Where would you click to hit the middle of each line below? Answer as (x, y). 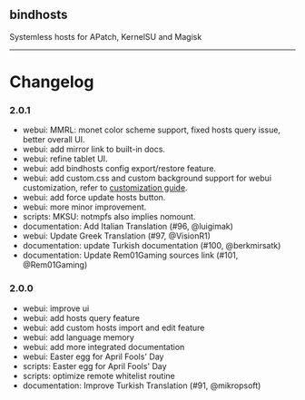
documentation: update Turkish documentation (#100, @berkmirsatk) (152, 246)
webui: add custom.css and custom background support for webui (147, 178)
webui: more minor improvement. (84, 207)
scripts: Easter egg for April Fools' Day (94, 366)
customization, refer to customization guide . (105, 188)
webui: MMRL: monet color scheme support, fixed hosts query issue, (152, 130)
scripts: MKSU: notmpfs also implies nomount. (109, 217)
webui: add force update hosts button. (94, 198)
